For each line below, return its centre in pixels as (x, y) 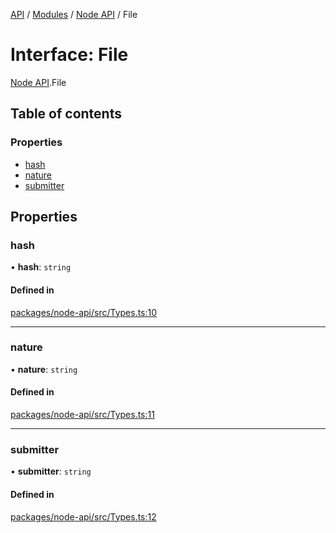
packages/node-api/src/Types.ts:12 (83, 516)
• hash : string (41, 267)
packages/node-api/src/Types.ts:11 (82, 415)
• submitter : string (51, 471)
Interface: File (69, 55)
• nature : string (44, 369)
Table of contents (66, 114)
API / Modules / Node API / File (74, 14)
